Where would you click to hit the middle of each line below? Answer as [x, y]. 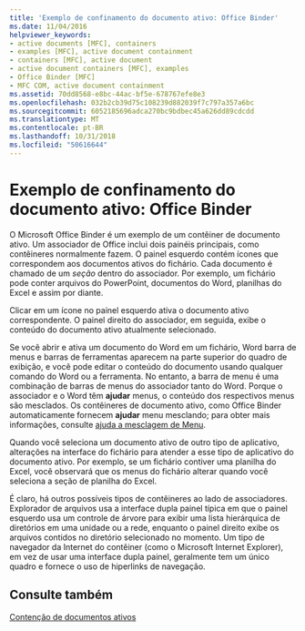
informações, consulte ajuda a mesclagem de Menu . [108, 424]
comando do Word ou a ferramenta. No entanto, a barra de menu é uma [144, 376]
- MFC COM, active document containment [87, 86]
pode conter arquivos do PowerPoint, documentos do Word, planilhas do [146, 282]
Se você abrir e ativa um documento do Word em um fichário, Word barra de [153, 347]
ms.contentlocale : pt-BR [56, 128]
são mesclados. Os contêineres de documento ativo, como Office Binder [146, 405]
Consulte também [61, 595]
